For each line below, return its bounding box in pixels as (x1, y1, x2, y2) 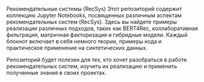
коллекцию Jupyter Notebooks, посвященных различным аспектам (6, 12, 182, 19)
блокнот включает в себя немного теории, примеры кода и (6, 38, 162, 45)
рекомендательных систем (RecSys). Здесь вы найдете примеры (6, 18, 177, 25)
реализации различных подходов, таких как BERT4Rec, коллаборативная (6, 24, 199, 32)
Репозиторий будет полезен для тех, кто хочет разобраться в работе (6, 56, 188, 63)
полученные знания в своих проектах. (6, 69, 107, 76)
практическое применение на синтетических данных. (6, 44, 148, 51)
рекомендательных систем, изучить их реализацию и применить (6, 62, 178, 70)
